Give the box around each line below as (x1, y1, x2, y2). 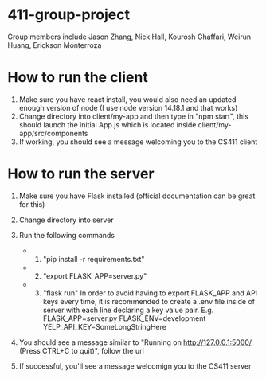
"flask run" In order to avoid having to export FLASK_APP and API (42, 288, 258, 298)
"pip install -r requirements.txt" (42, 254, 145, 264)
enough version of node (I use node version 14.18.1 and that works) (18, 103, 238, 112)
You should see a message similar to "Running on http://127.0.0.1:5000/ (18, 337, 252, 347)
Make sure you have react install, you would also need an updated (18, 94, 237, 104)
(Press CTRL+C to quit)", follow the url (18, 346, 144, 355)
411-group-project (7, 6, 131, 24)
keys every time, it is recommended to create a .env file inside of (42, 296, 256, 306)
